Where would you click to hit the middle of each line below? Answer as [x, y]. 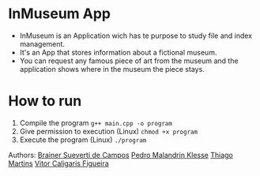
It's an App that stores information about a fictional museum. [118, 52]
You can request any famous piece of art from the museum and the [129, 61]
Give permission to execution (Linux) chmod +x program [109, 131]
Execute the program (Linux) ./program [83, 140]
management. [42, 43]
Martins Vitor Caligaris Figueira [58, 163]
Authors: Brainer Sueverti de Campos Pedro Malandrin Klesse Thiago [121, 155]
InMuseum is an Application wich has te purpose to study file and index [136, 36]
